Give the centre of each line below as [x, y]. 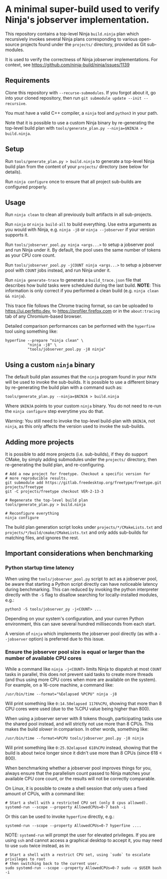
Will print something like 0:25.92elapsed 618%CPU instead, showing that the [82, 747]
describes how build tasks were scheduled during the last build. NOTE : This [83, 285]
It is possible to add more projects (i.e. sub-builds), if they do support [77, 454]
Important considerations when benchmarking [79, 554]
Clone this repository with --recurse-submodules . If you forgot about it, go [81, 92]
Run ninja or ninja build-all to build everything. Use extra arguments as [81, 225]
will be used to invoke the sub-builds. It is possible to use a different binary [82, 382]
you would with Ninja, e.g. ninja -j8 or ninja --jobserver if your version [80, 230]
